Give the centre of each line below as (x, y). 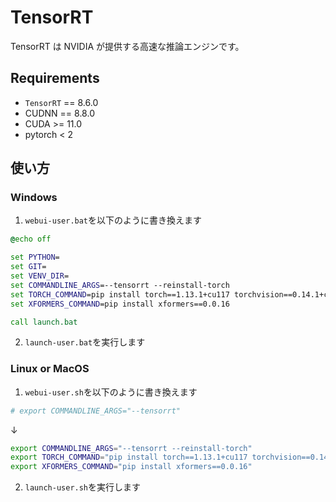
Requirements (55, 78)
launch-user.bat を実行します (85, 342)
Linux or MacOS (50, 369)
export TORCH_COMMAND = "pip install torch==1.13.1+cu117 (129, 457)
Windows (34, 198)
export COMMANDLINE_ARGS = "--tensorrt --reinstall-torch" (131, 448)
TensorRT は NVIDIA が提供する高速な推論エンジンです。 (127, 46)
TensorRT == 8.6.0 (61, 102)
